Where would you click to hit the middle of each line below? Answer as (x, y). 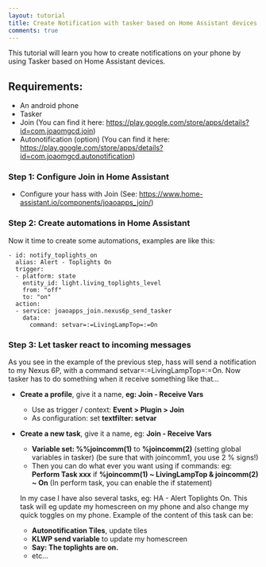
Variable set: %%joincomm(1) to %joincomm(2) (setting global (136, 449)
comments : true (33, 30)
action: (28, 304)
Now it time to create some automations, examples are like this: (112, 240)
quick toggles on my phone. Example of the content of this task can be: (137, 515)
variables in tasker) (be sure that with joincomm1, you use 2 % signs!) (145, 457)
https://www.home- (171, 194)
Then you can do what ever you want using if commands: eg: (132, 466)
